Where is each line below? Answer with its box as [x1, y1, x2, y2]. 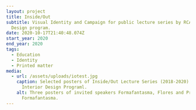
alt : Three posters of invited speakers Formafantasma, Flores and [16, 90, 184, 95]
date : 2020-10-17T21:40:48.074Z [6, 30, 85, 36]
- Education [11, 52, 41, 58]
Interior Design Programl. [21, 84, 87, 90]
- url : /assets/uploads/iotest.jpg [11, 73, 98, 79]
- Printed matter [11, 62, 54, 69]
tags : [6, 47, 19, 52]
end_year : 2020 [6, 41, 43, 47]
